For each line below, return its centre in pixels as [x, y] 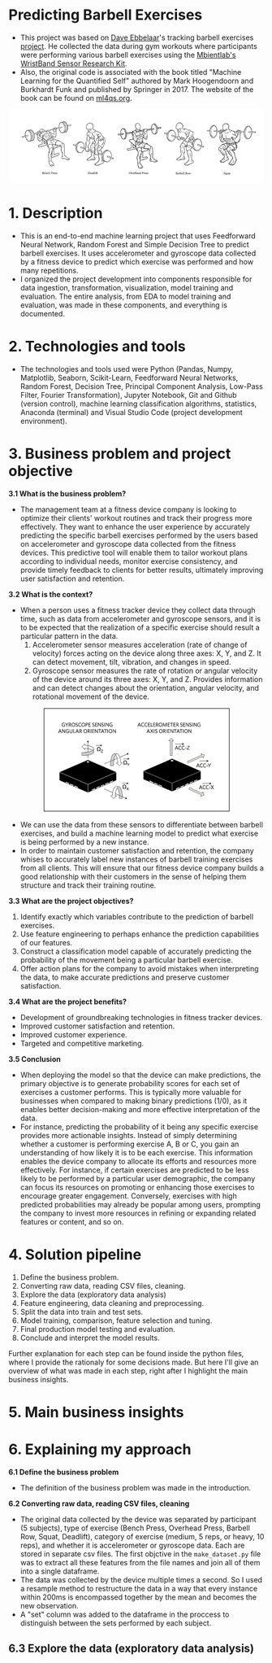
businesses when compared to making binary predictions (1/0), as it [134, 1101]
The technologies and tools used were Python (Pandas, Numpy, [127, 369]
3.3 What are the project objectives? [71, 901]
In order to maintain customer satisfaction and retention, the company [137, 850]
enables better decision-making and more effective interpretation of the [140, 1109]
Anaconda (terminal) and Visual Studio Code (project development [132, 412]
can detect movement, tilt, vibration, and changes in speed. [132, 661]
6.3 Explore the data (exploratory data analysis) [131, 1649]
